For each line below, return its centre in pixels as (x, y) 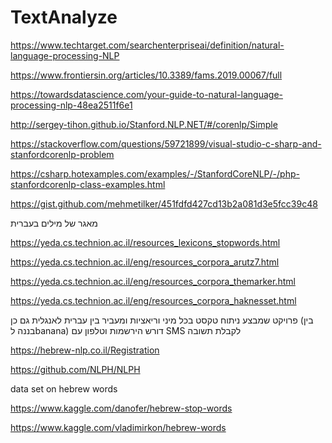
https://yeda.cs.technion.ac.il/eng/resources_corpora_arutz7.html (145, 262)
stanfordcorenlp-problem (62, 154)
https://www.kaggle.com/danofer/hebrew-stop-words (121, 408)
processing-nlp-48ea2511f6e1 (71, 105)
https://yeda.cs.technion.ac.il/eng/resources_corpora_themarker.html (153, 281)
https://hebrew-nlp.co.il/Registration (85, 350)
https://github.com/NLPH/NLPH (75, 369)
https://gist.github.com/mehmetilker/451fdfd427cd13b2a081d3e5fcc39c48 (164, 203)
